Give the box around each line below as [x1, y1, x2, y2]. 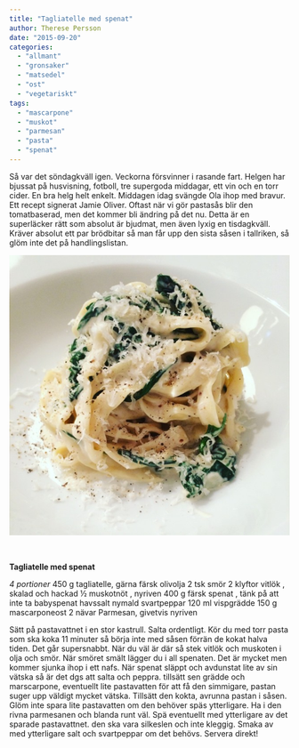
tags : [9, 99, 29, 108]
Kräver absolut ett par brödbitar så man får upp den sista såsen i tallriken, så [9, 228, 289, 238]
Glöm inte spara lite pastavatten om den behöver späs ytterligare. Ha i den [9, 699, 282, 711]
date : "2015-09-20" [9, 33, 82, 42]
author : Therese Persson [9, 23, 101, 33]
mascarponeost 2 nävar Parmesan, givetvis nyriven [9, 607, 198, 617]
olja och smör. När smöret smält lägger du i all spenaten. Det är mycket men [9, 652, 287, 663]
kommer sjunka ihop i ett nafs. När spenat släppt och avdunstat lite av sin [9, 662, 278, 672]
